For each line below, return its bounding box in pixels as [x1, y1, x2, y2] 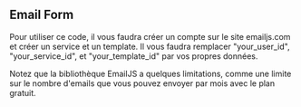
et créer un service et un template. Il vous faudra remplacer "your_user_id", [9, 41, 290, 52]
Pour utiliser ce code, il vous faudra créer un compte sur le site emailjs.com [9, 31, 291, 42]
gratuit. [9, 87, 36, 98]
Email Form [9, 7, 74, 23]
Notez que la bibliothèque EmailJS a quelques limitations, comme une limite [9, 68, 292, 79]
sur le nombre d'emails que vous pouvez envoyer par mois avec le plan [9, 77, 275, 89]
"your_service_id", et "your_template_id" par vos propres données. [9, 50, 258, 62]
